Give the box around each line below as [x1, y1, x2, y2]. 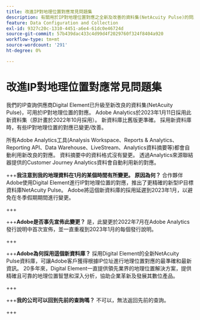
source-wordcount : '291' [6, 42, 68, 48]
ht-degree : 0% [6, 48, 42, 54]
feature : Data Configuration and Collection [6, 20, 118, 26]
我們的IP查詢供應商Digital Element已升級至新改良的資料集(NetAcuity [6, 101, 173, 108]
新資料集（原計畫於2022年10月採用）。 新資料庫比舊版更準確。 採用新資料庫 [6, 116, 192, 123]
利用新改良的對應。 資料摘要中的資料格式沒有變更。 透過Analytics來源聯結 [11, 151, 193, 158]
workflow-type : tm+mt [6, 36, 60, 42]
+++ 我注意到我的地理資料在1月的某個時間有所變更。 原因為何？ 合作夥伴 [6, 171, 183, 179]
